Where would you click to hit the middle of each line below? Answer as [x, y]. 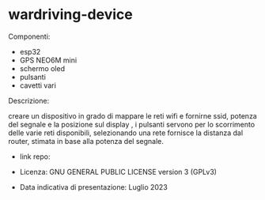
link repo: [35, 157]
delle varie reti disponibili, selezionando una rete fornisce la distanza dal [126, 133]
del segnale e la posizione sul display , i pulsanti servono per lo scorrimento [132, 124]
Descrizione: [29, 100]
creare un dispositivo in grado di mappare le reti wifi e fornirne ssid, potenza [132, 115]
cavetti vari [38, 85]
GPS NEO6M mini [48, 60]
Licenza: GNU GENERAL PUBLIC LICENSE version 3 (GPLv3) [118, 172]
